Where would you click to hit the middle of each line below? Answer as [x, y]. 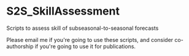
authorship [20, 46]
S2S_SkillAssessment [63, 11]
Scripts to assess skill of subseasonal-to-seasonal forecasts [83, 28]
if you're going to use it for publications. [85, 46]
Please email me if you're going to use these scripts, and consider [90, 40]
